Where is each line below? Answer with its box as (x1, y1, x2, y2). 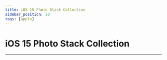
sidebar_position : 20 (5, 12, 50, 17)
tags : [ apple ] (5, 16, 35, 21)
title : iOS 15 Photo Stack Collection (5, 7, 85, 12)
